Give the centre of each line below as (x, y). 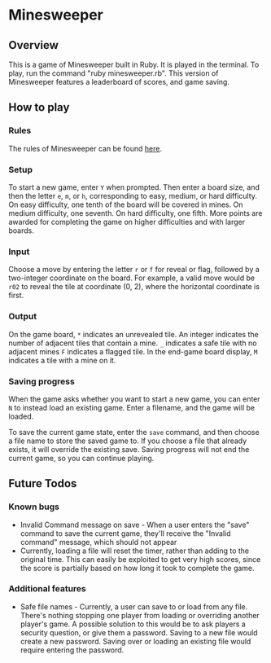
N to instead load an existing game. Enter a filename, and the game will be (131, 407)
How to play (39, 108)
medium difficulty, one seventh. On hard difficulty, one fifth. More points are (135, 213)
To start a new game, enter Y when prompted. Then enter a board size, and (134, 187)
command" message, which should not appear (98, 542)
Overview (34, 45)
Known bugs (34, 507)
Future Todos (43, 483)
